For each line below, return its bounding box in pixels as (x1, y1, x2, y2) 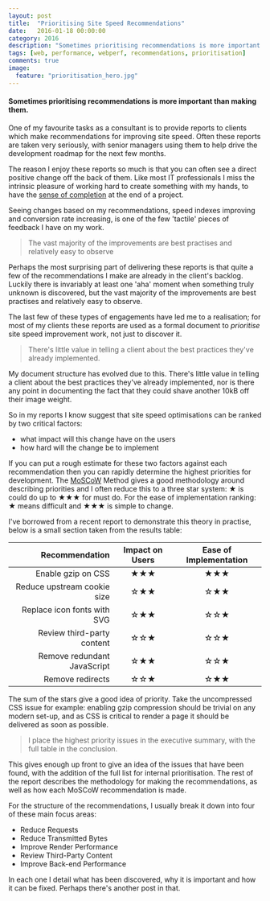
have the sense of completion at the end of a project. (8, 190, 184, 200)
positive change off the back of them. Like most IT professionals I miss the (8, 172, 256, 182)
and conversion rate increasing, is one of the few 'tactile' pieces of (8, 214, 230, 224)
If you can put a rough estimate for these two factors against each (8, 458, 227, 467)
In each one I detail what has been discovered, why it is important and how (8, 874, 256, 884)
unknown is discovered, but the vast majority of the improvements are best (8, 287, 257, 298)
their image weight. (8, 394, 72, 404)
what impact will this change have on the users (19, 434, 176, 443)
